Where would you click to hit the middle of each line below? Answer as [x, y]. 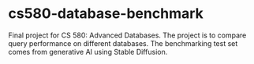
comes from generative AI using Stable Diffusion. [88, 52]
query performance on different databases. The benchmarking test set [123, 43]
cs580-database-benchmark [106, 14]
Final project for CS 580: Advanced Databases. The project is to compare [127, 35]
